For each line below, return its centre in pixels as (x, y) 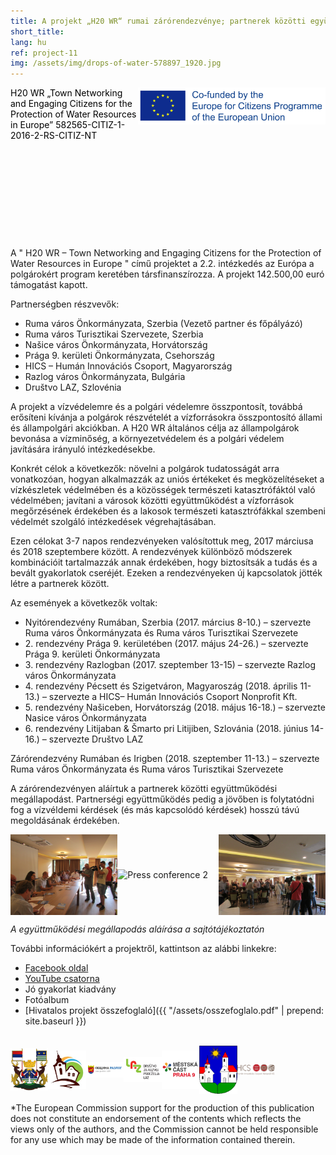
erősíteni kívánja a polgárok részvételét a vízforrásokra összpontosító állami (166, 417)
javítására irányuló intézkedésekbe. (83, 449)
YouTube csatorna (62, 978)
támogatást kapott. (49, 285)
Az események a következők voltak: (84, 603)
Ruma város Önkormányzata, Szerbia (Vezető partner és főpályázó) (163, 324)
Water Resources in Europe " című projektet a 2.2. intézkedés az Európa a (162, 264)
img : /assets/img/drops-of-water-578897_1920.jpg (116, 63)
